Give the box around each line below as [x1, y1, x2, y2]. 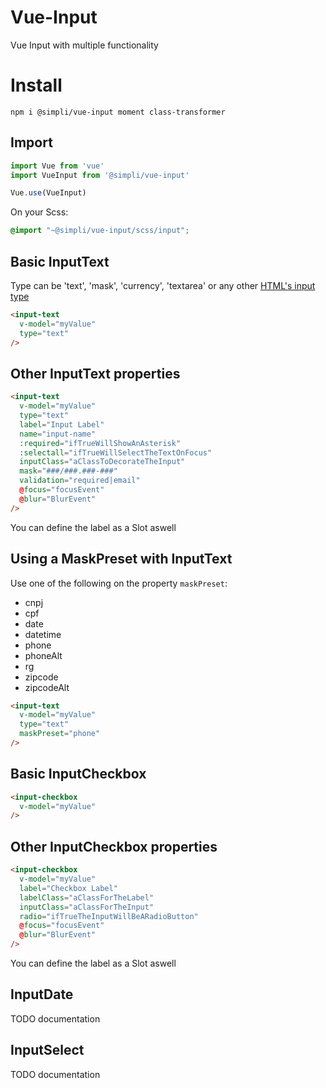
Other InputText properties [10, 365, 181, 382]
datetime [24, 628, 62, 640]
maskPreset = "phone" [19, 729, 101, 739]
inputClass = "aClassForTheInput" [19, 902, 155, 912]
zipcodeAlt [24, 681, 70, 693]
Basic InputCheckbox [10, 766, 147, 783]
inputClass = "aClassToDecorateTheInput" [19, 457, 186, 467]
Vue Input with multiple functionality [10, 39, 159, 51]
